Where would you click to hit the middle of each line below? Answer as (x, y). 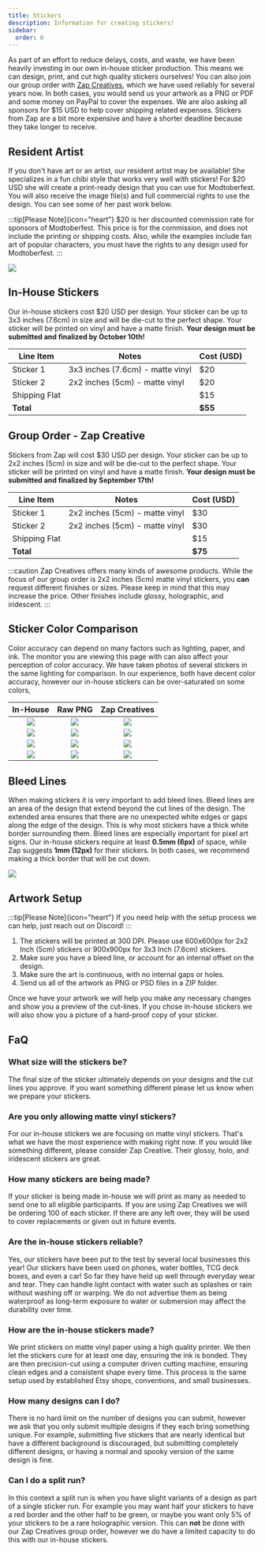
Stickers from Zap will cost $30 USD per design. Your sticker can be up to (128, 455)
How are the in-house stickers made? (81, 1329)
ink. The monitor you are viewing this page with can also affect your (118, 656)
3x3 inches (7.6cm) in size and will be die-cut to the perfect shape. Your (125, 319)
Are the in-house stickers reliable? (76, 1242)
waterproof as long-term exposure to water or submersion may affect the (127, 1301)
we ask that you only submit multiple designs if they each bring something (129, 1426)
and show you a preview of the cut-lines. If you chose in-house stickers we (130, 1007)
